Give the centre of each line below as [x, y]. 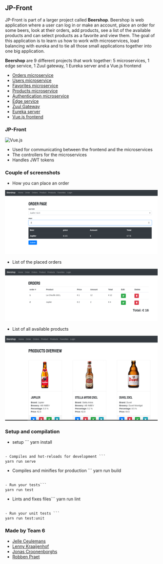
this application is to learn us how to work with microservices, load [72, 41]
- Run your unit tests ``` [32, 513]
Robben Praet [26, 557]
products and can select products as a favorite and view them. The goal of [80, 35]
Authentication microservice [41, 96]
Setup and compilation [32, 431]
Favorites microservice [35, 86]
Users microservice [32, 80]
